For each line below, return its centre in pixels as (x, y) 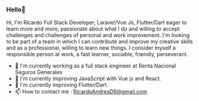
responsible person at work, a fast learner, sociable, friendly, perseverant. (97, 54)
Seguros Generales (39, 72)
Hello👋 (16, 10)
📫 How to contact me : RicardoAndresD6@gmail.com (81, 91)
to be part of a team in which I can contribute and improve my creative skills (99, 42)
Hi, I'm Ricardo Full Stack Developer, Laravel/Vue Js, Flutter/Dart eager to (97, 23)
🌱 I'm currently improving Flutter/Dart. (62, 85)
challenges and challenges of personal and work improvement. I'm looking (98, 35)
